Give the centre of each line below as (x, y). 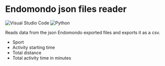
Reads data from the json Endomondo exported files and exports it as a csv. (83, 32)
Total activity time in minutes (41, 58)
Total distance (27, 53)
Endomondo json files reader (66, 9)
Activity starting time (34, 47)
